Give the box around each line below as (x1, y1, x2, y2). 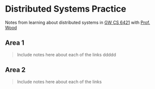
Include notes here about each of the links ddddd (17, 52, 116, 57)
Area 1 (5, 39, 24, 47)
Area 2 (5, 66, 26, 74)
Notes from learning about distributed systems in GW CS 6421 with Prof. (5, 19, 150, 25)
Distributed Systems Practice (5, 3, 127, 15)
